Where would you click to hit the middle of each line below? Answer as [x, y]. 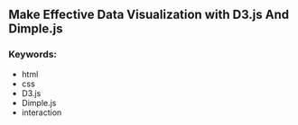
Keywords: [33, 55]
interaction [42, 112]
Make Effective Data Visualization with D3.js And [149, 15]
